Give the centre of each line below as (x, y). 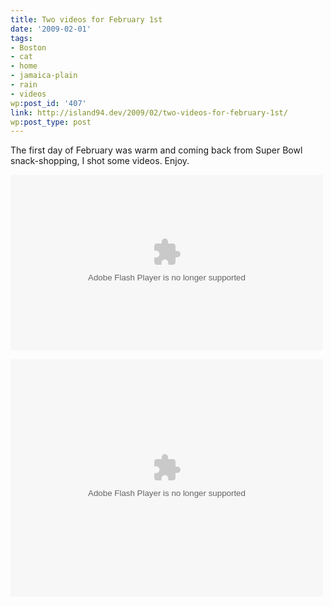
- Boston (28, 47)
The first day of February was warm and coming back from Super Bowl (156, 150)
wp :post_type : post (51, 122)
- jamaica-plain (44, 76)
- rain (24, 85)
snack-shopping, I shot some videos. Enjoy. (100, 161)
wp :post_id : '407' (48, 103)
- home (24, 66)
